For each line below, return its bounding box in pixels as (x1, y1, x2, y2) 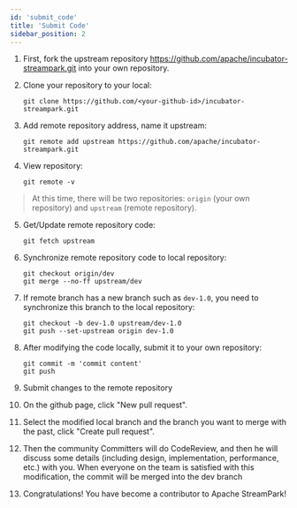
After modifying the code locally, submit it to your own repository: (22, 342, 263, 353)
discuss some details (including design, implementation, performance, (22, 452, 279, 464)
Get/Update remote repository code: (22, 220, 156, 231)
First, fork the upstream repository (22, 54, 148, 64)
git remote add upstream (22, 138, 115, 147)
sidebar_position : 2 (10, 29, 87, 38)
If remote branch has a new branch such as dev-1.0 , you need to (22, 292, 259, 303)
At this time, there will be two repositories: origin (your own (31, 193, 250, 204)
